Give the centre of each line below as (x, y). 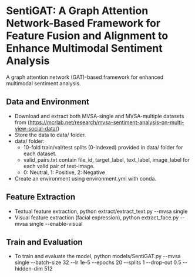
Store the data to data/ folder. (50, 135)
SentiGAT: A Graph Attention (77, 11)
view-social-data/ (36, 128)
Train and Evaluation (45, 242)
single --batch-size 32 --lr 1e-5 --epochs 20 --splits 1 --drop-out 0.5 (98, 262)
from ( (22, 122)
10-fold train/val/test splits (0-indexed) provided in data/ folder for (103, 147)
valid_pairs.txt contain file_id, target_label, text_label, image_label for (106, 159)
